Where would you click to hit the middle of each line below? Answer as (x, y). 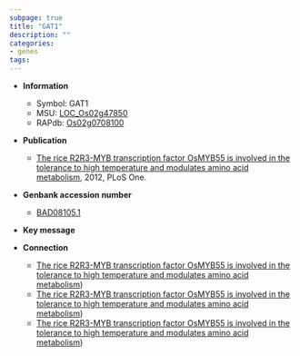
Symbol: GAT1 (62, 104)
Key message (49, 230)
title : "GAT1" (36, 26)
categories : (32, 43)
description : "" (40, 35)
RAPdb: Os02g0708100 (80, 123)
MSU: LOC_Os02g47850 (82, 113)
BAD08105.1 (58, 213)
